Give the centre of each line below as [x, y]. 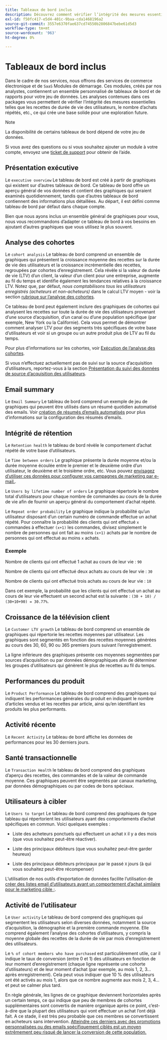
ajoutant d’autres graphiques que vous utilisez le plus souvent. [69, 227]
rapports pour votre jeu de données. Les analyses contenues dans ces [78, 96]
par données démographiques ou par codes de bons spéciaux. [70, 786]
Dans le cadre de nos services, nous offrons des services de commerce [79, 80]
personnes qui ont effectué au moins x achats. [53, 538]
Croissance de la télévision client [57, 617]
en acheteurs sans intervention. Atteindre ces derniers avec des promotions [83, 1022]
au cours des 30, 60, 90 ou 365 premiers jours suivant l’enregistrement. [79, 645]
